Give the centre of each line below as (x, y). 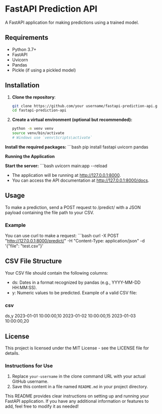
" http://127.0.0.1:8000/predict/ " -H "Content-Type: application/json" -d (75, 241)
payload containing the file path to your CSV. (50, 212)
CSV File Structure (33, 261)
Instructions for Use (29, 365)
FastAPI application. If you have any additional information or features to (77, 401)
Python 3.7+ (24, 49)
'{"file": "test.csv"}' (24, 246)
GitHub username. (30, 381)
